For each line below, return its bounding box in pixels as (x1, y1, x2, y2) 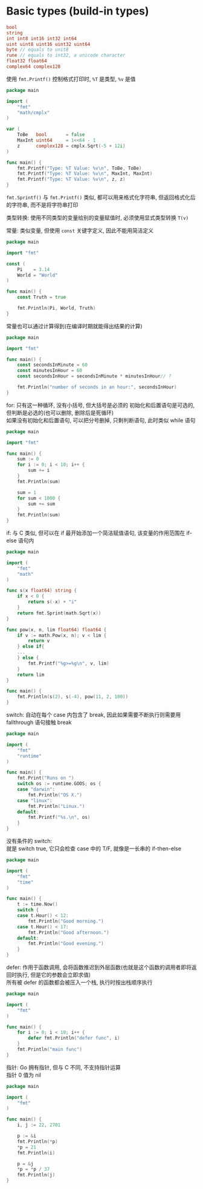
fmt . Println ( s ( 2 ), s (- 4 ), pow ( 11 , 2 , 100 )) (17, 694, 129, 700)
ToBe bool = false (17, 132, 85, 138)
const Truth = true (17, 295, 66, 301)
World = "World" (17, 272, 59, 278)
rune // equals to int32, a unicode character (6, 53, 126, 59)
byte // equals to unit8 (6, 47, 69, 53)
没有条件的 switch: (6, 838, 53, 845)
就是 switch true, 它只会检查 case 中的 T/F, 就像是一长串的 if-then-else (6, 845, 181, 852)
